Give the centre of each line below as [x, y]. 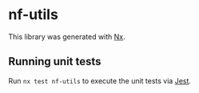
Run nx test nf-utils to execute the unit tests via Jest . [100, 80]
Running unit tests [55, 62]
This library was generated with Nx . [67, 37]
